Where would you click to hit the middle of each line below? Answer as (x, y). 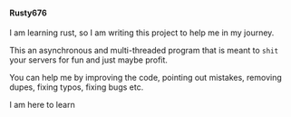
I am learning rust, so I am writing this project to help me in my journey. (142, 33)
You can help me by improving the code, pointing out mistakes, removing (146, 78)
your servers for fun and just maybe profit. (88, 60)
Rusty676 (28, 13)
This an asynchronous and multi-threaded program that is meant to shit (144, 51)
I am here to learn (42, 105)
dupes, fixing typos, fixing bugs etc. (77, 87)
